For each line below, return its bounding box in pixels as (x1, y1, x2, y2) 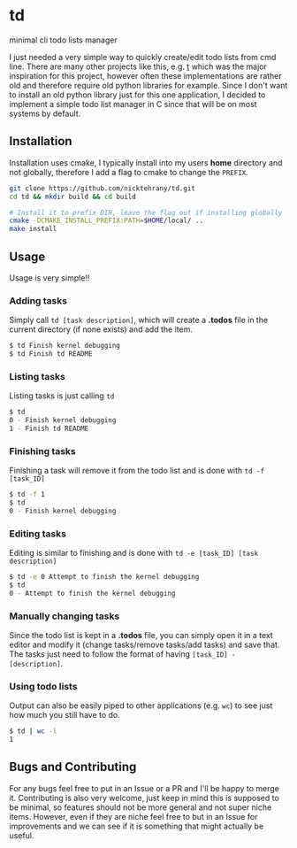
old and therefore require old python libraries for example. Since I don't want (9, 80, 288, 90)
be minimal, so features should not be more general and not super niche (9, 802, 272, 813)
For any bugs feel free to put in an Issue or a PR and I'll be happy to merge (9, 782, 280, 793)
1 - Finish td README (9, 424, 89, 434)
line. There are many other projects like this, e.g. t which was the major (9, 61, 268, 72)
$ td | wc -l (9, 727, 57, 736)
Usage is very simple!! (9, 272, 90, 283)
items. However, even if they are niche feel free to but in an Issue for (9, 811, 258, 821)
